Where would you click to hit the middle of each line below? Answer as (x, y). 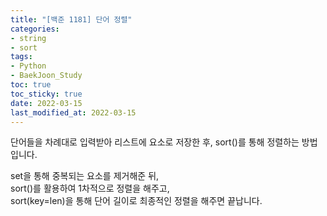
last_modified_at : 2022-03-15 (73, 112)
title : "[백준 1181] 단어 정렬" (71, 19)
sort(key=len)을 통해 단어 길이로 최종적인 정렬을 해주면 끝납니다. (136, 201)
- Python (28, 66)
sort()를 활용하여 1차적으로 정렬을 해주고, (90, 188)
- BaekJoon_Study (46, 76)
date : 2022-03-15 (46, 103)
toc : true (31, 85)
